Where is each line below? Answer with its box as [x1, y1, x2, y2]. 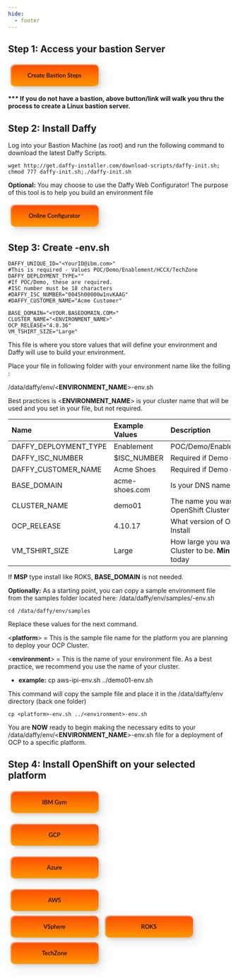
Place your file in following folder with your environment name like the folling [8, 361, 231, 370]
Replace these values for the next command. [8, 619, 138, 628]
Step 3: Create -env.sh [8, 241, 110, 253]
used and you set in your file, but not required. [8, 404, 143, 412]
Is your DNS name [169, 480, 230, 490]
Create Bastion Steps [27, 71, 82, 80]
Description [169, 425, 211, 435]
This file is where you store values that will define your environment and [8, 340, 218, 349]
